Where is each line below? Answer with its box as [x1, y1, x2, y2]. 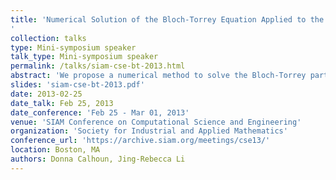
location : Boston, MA [10, 145, 101, 155]
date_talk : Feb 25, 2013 [10, 98, 114, 108]
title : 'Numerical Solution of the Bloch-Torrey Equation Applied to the [10, 14, 325, 25]
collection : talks [10, 33, 87, 43]
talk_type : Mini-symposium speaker [10, 52, 159, 62]
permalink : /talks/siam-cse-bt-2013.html [10, 61, 186, 71]
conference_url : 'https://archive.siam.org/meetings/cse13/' [10, 136, 271, 146]
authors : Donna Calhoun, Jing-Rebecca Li [10, 154, 186, 164]
